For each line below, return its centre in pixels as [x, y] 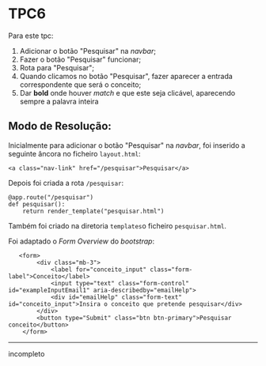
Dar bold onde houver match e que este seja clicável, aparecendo [127, 92]
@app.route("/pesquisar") [51, 197]
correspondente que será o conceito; [80, 85]
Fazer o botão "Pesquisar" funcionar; [80, 59]
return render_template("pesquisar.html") [93, 211]
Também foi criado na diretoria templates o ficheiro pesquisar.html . [118, 225]
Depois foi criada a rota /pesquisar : [66, 183]
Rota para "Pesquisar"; [57, 67]
